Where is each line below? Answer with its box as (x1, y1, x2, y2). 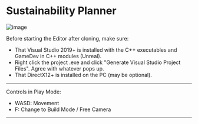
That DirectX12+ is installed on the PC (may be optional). (14, 71, 152, 78)
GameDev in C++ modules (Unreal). (14, 52, 102, 59)
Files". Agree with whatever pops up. (14, 65, 104, 72)
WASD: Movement (14, 99, 60, 106)
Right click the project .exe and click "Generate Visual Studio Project (14, 59, 181, 66)
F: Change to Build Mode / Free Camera (14, 106, 111, 113)
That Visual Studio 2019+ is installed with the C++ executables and (14, 46, 177, 53)
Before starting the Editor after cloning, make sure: (6, 35, 129, 42)
